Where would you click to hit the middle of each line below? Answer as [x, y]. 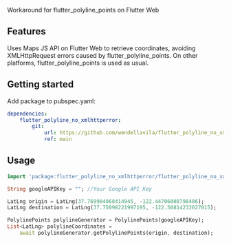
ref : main [58, 139]
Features [26, 31]
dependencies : [27, 114]
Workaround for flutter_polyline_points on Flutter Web [83, 10]
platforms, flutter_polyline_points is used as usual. [78, 63]
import [16, 176]
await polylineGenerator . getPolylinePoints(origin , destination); [117, 233]
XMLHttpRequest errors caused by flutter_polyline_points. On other [102, 55]
